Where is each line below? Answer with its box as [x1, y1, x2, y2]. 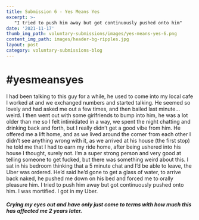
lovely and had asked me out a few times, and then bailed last [6, 105, 158, 112]
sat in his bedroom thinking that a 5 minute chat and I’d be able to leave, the [6, 162, 192, 169]
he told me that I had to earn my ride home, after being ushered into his [6, 143, 181, 150]
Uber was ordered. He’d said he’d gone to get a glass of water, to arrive [6, 168, 182, 175]
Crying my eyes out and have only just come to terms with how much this [6, 201, 192, 208]
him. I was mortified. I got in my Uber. [6, 187, 98, 194]
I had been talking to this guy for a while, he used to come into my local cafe [6, 93, 194, 100]
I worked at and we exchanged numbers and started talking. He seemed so [6, 99, 191, 106]
